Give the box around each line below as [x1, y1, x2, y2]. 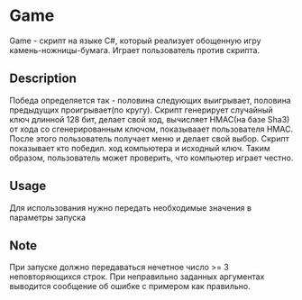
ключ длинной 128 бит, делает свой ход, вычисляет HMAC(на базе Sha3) [9, 114, 290, 124]
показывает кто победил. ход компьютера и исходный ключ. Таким [9, 142, 270, 153]
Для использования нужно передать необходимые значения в [9, 202, 252, 213]
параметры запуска [9, 212, 87, 223]
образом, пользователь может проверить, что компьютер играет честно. [9, 152, 294, 163]
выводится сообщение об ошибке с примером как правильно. [9, 281, 251, 292]
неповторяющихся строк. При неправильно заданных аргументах [9, 271, 265, 282]
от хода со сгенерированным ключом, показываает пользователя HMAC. [9, 123, 294, 134]
